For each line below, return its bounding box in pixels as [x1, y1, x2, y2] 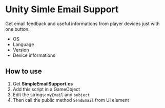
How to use [5, 67, 42, 76]
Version [12, 47, 29, 53]
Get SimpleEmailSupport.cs [12, 80, 73, 87]
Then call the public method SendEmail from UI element [12, 97, 129, 103]
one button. [5, 26, 30, 32]
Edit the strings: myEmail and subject [12, 91, 90, 98]
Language [12, 41, 34, 47]
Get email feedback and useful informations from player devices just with [5, 20, 160, 27]
